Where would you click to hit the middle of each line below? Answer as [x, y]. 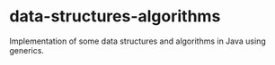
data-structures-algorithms [115, 16]
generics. [27, 50]
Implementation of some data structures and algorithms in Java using [138, 41]
